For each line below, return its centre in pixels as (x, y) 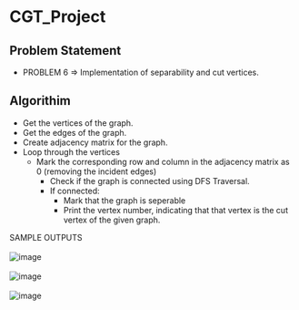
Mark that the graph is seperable (125, 200)
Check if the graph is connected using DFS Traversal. (149, 181)
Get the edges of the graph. (75, 132)
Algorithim (40, 101)
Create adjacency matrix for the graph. (95, 142)
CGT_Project (58, 17)
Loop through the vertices (71, 151)
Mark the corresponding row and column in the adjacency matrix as (163, 161)
